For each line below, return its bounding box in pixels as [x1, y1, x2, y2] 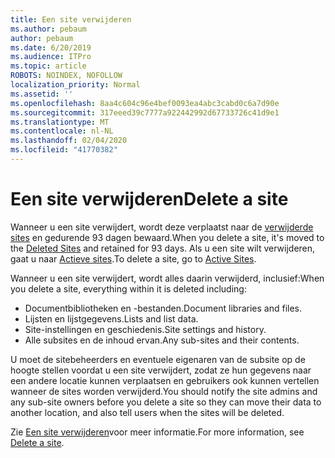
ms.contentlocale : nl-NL [10, 126, 114, 136]
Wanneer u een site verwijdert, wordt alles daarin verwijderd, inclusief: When [10, 272, 325, 284]
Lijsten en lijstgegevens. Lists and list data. [24, 312, 199, 325]
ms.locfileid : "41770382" [10, 145, 118, 155]
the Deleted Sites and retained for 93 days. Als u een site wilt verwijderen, [10, 242, 316, 254]
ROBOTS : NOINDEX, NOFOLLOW [10, 71, 123, 81]
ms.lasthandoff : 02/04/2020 [10, 136, 128, 146]
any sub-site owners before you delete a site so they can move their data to [10, 396, 322, 408]
